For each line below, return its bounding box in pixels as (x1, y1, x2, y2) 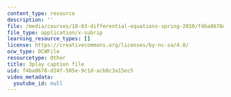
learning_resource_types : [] (7, 36, 91, 42)
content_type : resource (7, 10, 76, 17)
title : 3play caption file (7, 61, 85, 68)
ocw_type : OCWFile (7, 48, 60, 55)
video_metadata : (7, 73, 54, 81)
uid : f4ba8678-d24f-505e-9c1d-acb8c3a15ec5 (7, 67, 134, 74)
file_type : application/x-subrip (7, 29, 103, 36)
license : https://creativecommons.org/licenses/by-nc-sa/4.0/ (7, 42, 189, 48)
